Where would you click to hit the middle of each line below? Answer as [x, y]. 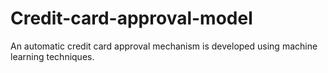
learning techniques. [52, 56]
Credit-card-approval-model [131, 18]
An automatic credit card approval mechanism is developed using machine [164, 46]
